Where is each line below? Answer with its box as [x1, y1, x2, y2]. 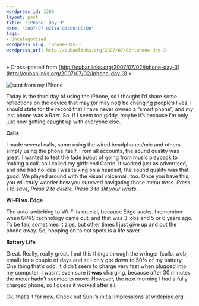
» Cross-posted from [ [6, 63, 61, 71]
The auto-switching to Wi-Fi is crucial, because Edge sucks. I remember [6, 208, 183, 215]
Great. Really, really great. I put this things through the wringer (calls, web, [6, 250, 188, 257]
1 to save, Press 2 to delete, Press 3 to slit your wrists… [6, 185, 141, 192]
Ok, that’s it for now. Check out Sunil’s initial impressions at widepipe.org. [6, 293, 185, 300]
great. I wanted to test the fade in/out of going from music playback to [6, 154, 178, 161]
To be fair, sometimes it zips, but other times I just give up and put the [6, 221, 177, 228]
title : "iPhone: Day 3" [6, 20, 65, 26]
